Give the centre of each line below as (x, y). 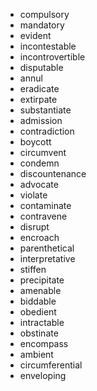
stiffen (33, 269)
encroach (39, 237)
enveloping (43, 375)
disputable (41, 67)
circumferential (51, 365)
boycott (35, 142)
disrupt (34, 227)
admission (41, 120)
